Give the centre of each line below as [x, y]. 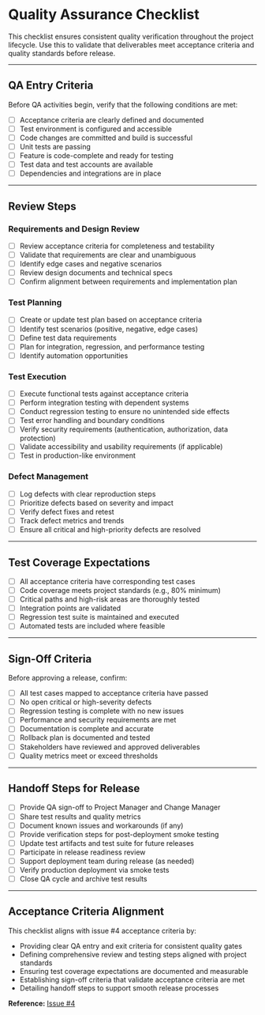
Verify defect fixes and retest [67, 511]
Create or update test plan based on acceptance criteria [111, 320]
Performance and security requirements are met [98, 720]
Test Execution [37, 376]
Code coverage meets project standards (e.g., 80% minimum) [120, 591]
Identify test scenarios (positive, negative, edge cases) [109, 329]
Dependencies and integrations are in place [90, 174]
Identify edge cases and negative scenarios [91, 264]
